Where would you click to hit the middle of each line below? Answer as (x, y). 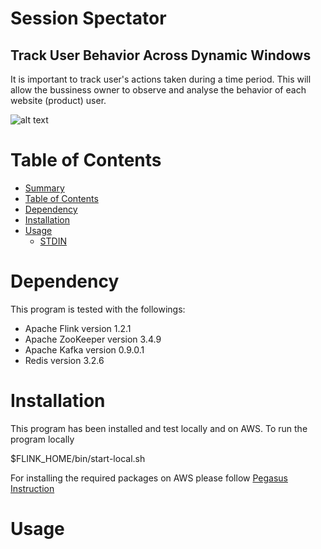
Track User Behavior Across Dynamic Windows (161, 55)
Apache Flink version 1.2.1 (78, 328)
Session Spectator (88, 18)
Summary (44, 188)
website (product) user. (58, 100)
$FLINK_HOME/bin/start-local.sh (78, 458)
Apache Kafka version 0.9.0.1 (84, 349)
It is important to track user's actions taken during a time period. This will (161, 79)
